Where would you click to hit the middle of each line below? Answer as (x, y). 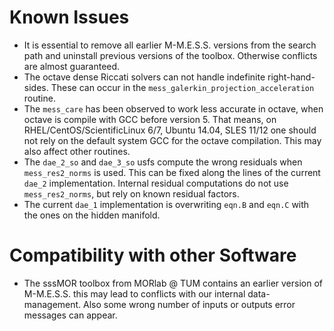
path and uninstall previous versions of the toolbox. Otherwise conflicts (170, 55)
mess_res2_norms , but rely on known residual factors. (131, 193)
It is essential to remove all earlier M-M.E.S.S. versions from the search (170, 45)
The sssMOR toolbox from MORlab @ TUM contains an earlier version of (173, 283)
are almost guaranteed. (72, 66)
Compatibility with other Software (153, 255)
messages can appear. (70, 315)
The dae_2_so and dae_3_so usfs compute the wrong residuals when (163, 162)
